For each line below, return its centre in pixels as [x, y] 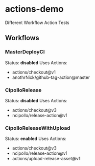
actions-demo [35, 9]
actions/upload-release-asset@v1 [46, 159]
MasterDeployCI [25, 52]
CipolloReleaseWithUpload [38, 128]
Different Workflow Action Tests [37, 23]
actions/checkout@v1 [34, 72]
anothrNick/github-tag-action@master [51, 77]
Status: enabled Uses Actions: [36, 139]
